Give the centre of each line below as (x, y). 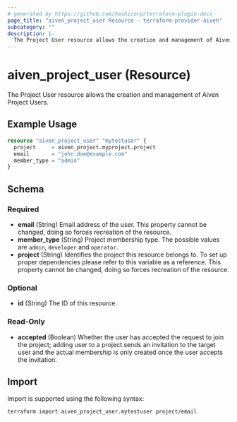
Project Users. (28, 102)
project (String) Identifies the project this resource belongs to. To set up (122, 254)
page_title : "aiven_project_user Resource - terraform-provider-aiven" (115, 20)
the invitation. (37, 359)
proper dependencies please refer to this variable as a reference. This (119, 262)
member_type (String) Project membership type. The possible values (119, 239)
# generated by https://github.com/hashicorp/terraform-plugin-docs (110, 14)
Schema (26, 189)
